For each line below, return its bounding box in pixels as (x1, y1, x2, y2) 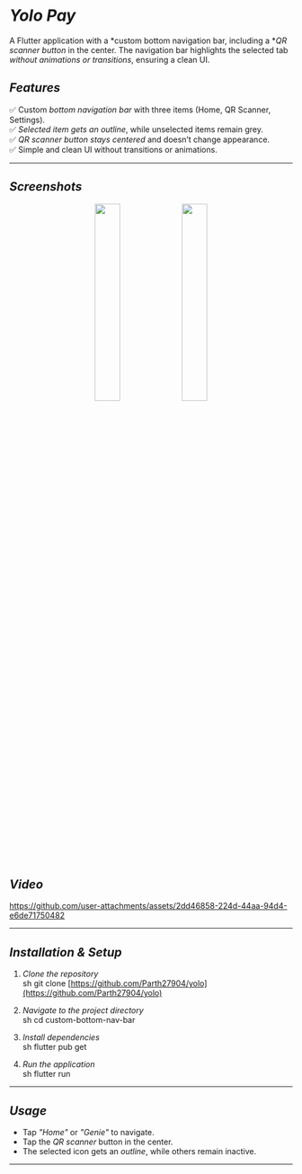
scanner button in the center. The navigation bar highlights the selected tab (9, 44, 289, 55)
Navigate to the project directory (22, 1005, 144, 1016)
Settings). (9, 114, 46, 125)
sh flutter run (22, 1069, 71, 1080)
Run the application (22, 1059, 95, 1070)
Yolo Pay (9, 5, 76, 26)
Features (9, 80, 61, 95)
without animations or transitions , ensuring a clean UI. (9, 54, 210, 65)
